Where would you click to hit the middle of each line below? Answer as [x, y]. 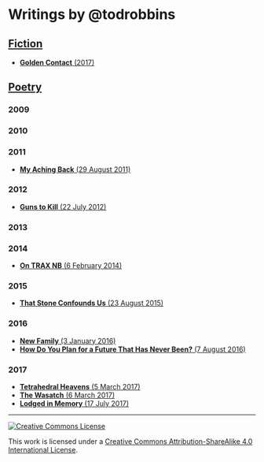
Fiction [26, 44]
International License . [43, 449]
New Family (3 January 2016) [68, 341]
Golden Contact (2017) [57, 62]
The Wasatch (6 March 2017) [67, 395]
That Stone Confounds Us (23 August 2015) [91, 303]
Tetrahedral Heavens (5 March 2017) [80, 386]
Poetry [25, 87]
